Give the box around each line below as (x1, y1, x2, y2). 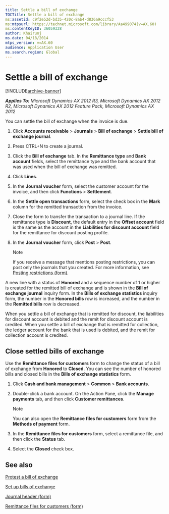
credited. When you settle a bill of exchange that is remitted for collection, (5, 322, 159, 328)
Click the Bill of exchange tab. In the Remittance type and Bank (12, 153, 146, 159)
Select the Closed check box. (12, 446, 75, 452)
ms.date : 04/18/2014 (5, 36, 49, 41)
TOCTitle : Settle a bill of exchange (5, 12, 85, 17)
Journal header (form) (5, 493, 51, 500)
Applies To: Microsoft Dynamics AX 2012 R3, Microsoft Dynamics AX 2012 (5, 98, 161, 104)
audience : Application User (5, 45, 65, 50)
